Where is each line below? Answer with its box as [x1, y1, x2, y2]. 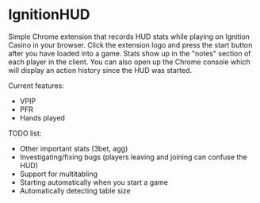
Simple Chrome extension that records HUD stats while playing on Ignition [8, 32, 250, 41]
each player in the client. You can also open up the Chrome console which [8, 57, 251, 67]
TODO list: [8, 128, 42, 138]
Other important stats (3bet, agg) [19, 144, 128, 153]
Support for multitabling [19, 169, 97, 178]
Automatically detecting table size [19, 186, 131, 195]
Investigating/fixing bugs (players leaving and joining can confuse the [19, 152, 247, 162]
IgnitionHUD [8, 6, 90, 24]
